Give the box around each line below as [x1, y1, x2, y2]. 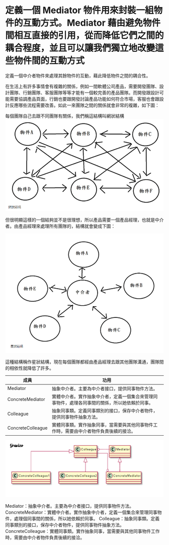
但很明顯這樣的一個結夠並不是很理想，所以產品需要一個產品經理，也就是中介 [5, 217, 164, 223]
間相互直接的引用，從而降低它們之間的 [5, 30, 164, 41]
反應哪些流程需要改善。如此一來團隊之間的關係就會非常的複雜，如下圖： [9, 102, 159, 108]
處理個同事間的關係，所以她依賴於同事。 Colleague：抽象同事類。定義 [14, 516, 160, 521]
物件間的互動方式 [14, 55, 85, 66]
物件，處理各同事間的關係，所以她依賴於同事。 [56, 399, 153, 405]
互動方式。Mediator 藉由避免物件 [23, 17, 161, 29]
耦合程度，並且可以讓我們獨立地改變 [5, 42, 155, 54]
